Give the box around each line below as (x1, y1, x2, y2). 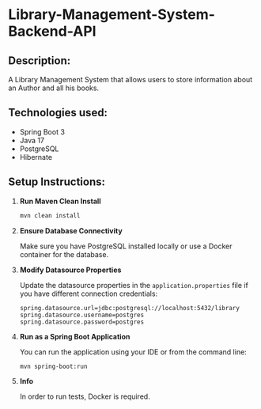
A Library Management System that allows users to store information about (8, 75, 253, 84)
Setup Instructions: (8, 176, 105, 189)
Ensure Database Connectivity (19, 225, 123, 235)
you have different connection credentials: (19, 289, 158, 298)
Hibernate (19, 152, 53, 161)
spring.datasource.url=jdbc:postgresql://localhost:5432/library (19, 304, 240, 312)
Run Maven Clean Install (19, 196, 101, 206)
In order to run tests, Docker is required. (19, 392, 150, 401)
